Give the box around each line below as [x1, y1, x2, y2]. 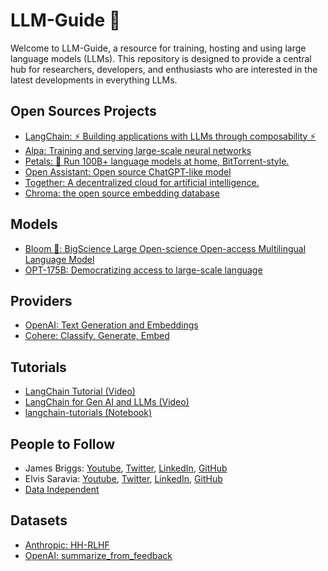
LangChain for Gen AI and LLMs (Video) [24, 396, 190, 408]
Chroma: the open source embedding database [24, 187, 220, 199]
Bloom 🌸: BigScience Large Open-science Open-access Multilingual [24, 242, 307, 254]
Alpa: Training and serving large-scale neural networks [24, 144, 252, 156]
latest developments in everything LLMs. [10, 74, 178, 86]
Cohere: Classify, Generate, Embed [24, 330, 170, 342]
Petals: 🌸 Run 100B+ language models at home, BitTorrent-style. [24, 155, 290, 167]
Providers [10, 292, 73, 309]
